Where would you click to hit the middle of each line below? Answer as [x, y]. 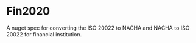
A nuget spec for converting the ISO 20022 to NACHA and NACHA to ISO [98, 28]
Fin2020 [28, 11]
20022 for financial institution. [44, 34]
